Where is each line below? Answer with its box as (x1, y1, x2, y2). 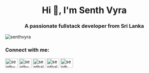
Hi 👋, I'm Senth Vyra (42, 5, 127, 16)
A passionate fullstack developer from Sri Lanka (24, 23, 144, 30)
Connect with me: (5, 46, 50, 53)
